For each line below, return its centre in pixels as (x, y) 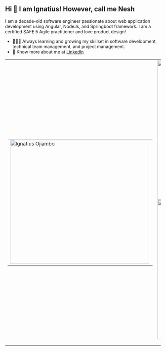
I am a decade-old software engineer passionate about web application (78, 21)
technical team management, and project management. (68, 46)
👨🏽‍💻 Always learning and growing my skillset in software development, (84, 41)
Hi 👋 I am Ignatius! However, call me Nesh (70, 9)
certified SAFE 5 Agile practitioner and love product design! (65, 31)
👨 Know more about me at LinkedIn (48, 52)
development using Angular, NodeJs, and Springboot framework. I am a (78, 26)
